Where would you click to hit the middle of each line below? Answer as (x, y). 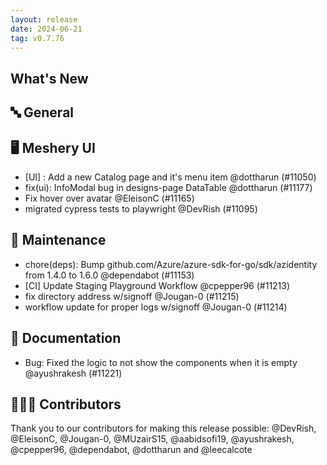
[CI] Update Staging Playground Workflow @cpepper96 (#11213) (157, 285)
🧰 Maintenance (58, 240)
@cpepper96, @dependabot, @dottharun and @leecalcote (131, 450)
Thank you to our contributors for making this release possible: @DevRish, (163, 428)
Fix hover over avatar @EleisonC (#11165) (109, 198)
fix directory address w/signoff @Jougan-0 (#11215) (132, 296)
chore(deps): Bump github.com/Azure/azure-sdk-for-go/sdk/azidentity (171, 264)
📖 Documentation (66, 338)
